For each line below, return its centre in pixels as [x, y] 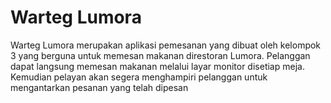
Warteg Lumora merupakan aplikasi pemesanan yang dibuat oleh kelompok [166, 45]
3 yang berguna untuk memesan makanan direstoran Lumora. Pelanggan [160, 55]
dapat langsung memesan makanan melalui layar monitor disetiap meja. [157, 66]
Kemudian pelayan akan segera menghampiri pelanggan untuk [139, 77]
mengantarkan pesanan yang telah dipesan [99, 87]
